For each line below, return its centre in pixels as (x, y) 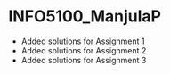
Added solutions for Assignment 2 (84, 50)
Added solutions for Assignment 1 (83, 41)
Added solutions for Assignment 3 (84, 60)
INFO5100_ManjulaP (85, 16)
